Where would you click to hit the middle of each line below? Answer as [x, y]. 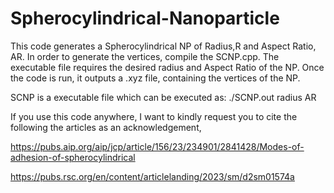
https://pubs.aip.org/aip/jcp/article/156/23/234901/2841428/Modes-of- [157, 146]
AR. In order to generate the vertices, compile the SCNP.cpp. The [145, 56]
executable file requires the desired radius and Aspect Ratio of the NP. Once [167, 67]
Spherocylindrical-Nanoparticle [145, 18]
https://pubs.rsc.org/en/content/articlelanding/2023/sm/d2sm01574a [152, 176]
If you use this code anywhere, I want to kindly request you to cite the [154, 116]
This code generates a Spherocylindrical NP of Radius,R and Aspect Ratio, [163, 46]
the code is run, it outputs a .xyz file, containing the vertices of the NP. [155, 78]
